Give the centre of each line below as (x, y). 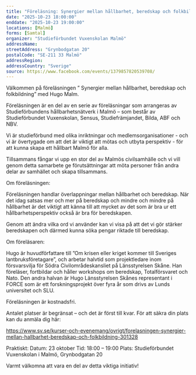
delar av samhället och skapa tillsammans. (57, 172)
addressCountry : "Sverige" (39, 66)
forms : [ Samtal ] (26, 33)
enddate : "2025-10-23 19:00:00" (45, 22)
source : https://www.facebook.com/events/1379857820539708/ (81, 71)
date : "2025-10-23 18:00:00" (41, 17)
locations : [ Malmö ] (30, 28)
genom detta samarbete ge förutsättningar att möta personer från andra (92, 166)
